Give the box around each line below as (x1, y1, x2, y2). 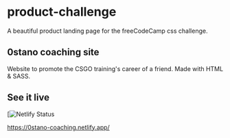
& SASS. (7, 72, 31, 80)
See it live (7, 92, 50, 103)
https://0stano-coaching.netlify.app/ (7, 123, 110, 131)
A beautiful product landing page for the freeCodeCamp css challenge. (7, 27, 208, 35)
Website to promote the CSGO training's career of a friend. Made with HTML (7, 64, 224, 72)
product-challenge (7, 4, 117, 20)
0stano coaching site (7, 46, 100, 58)
